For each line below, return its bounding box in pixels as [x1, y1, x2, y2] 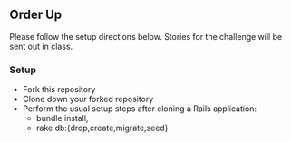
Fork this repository [22, 84, 96, 95]
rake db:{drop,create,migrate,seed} [35, 122, 169, 134]
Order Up [9, 7, 63, 23]
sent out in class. [9, 41, 73, 52]
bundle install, [35, 113, 89, 124]
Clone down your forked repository [22, 94, 154, 105]
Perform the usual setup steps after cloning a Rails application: [22, 103, 257, 114]
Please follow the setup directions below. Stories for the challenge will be [9, 31, 283, 42]
